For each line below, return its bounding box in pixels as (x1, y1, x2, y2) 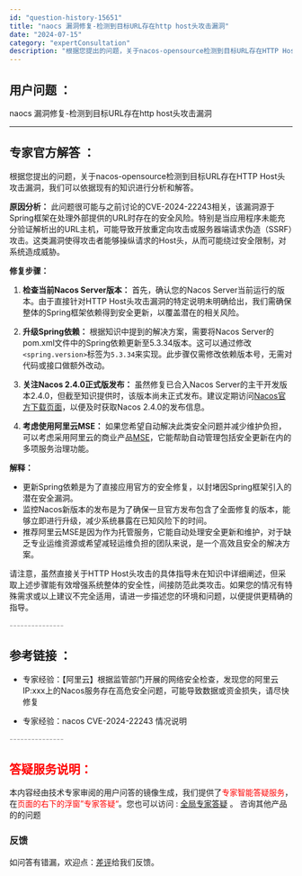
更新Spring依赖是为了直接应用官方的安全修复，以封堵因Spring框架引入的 (22, 481, 292, 492)
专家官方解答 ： (9, 145, 95, 160)
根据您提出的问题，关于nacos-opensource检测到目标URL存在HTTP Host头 (9, 170, 286, 181)
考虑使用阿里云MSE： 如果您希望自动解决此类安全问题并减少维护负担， (22, 420, 287, 431)
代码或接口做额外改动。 (22, 359, 110, 370)
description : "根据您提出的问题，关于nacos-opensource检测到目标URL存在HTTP (9, 47, 279, 56)
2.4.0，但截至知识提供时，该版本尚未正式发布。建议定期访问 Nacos (30, 390, 279, 401)
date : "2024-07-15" (9, 30, 83, 39)
